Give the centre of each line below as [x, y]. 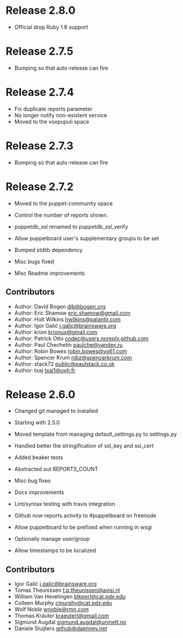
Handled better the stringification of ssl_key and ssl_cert [84, 446]
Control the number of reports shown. [61, 215]
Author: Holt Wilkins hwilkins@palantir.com [67, 319]
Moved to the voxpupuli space [52, 121]
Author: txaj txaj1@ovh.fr [45, 370]
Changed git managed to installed [56, 411]
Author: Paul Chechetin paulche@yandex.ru [68, 345]
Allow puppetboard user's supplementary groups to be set [87, 238]
